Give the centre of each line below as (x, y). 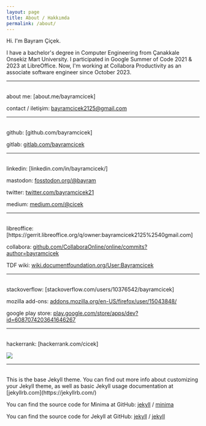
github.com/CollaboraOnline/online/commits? (90, 247)
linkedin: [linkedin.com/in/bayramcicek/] (57, 169)
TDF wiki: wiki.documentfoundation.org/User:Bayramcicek (80, 265)
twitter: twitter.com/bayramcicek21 (50, 192)
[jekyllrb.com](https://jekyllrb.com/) (51, 393)
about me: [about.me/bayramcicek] (51, 96)
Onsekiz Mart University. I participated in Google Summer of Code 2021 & (99, 60)
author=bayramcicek (33, 254)
